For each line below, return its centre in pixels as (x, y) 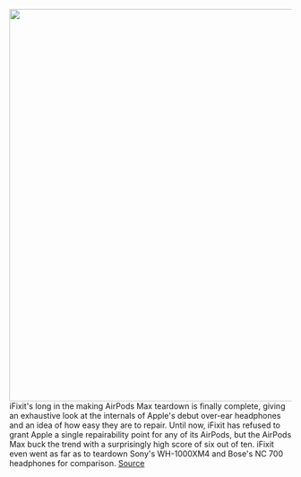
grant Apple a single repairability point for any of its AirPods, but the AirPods (150, 434)
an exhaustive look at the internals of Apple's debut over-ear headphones (145, 416)
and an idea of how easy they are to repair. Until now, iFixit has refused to (145, 425)
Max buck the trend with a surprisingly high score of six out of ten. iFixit (142, 444)
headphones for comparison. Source (77, 463)
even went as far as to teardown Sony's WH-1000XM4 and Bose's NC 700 (146, 454)
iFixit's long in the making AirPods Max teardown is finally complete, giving (147, 406)
